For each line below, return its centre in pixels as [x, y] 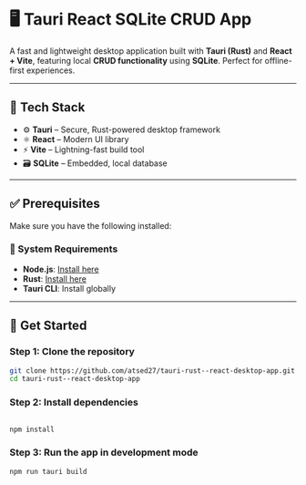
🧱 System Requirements [64, 249]
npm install [32, 429]
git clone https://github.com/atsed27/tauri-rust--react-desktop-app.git [153, 371]
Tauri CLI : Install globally [69, 288]
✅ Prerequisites [55, 204]
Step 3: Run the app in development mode [104, 452]
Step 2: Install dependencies [74, 402]
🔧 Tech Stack [47, 108]
